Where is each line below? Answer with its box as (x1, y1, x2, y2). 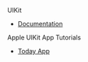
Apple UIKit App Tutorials (7, 33, 82, 42)
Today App (17, 47, 50, 55)
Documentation (17, 20, 63, 27)
